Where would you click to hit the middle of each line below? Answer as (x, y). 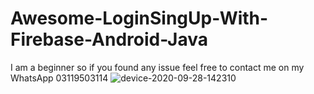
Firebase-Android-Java (109, 39)
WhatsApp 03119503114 (59, 78)
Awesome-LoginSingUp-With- (139, 18)
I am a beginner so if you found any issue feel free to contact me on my (157, 67)
